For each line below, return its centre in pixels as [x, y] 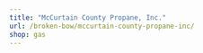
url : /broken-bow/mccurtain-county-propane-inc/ [102, 26]
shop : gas [28, 34]
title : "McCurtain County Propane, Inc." [88, 18]
